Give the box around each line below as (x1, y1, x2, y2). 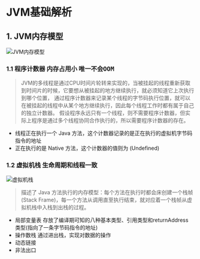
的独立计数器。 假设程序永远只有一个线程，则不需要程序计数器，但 (20, 109, 186, 117)
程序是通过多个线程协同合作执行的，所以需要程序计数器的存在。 (31, 117, 189, 124)
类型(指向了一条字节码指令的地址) (14, 224, 98, 231)
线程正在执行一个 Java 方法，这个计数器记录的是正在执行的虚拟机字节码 (14, 129, 193, 137)
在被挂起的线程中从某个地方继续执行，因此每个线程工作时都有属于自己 (20, 102, 195, 109)
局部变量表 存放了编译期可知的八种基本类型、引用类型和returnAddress (14, 216, 189, 224)
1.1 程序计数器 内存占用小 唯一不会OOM (6, 64, 115, 73)
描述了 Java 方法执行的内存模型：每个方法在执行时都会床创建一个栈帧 (20, 188, 193, 195)
